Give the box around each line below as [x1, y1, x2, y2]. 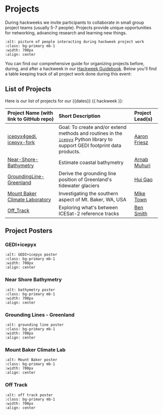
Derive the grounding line [58, 170, 116, 177]
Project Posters [5, 227, 53, 235]
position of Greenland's [58, 176, 112, 183]
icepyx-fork [7, 139, 35, 145]
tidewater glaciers [58, 182, 99, 189]
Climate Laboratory [7, 196, 51, 203]
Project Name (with [7, 109, 53, 116]
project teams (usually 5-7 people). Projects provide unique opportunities [5, 24, 152, 30]
